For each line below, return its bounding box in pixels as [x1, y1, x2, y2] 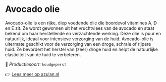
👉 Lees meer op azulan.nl [5, 71, 59, 77]
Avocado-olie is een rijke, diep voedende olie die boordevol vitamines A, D [5, 20, 157, 26]
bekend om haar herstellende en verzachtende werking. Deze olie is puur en [5, 30, 161, 36]
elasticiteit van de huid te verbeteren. [5, 51, 81, 58]
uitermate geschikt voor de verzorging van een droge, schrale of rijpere [5, 41, 151, 47]
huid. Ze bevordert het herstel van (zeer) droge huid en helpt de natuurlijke [5, 46, 158, 52]
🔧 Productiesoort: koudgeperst [5, 61, 67, 67]
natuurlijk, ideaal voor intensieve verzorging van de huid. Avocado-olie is [5, 36, 154, 42]
